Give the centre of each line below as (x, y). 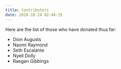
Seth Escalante (28, 50)
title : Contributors (27, 10)
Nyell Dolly (24, 55)
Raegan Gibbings (31, 61)
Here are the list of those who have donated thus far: (61, 29)
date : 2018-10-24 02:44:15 (34, 15)
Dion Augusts (27, 39)
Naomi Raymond (30, 44)
